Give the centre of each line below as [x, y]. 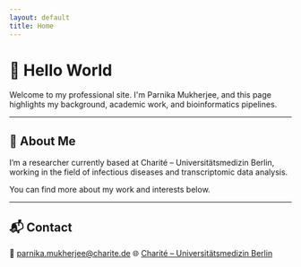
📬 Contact [41, 227]
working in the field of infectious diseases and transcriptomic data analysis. [149, 172]
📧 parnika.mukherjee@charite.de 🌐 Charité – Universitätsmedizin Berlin [141, 254]
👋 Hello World [61, 70]
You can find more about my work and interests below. [110, 190]
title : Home [31, 26]
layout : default [39, 17]
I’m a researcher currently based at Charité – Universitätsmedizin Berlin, [142, 163]
